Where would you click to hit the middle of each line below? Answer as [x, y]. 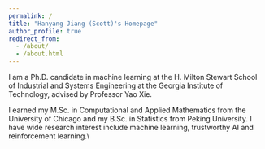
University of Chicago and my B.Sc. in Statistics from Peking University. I [130, 118]
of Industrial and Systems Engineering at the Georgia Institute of [116, 85]
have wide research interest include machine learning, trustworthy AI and [131, 127]
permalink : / [30, 16]
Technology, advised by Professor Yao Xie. [80, 94]
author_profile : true [45, 31]
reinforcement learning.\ [49, 136]
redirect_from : [34, 39]
